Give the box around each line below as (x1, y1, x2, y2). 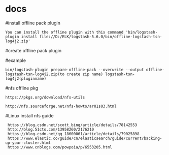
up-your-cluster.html (5, 140, 51, 145)
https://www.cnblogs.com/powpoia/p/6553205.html (7, 144, 113, 150)
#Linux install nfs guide (5, 112, 54, 118)
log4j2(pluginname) (5, 76, 47, 81)
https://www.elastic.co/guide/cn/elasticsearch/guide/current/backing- (7, 136, 162, 141)
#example (5, 57, 26, 64)
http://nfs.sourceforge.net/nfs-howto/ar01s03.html (5, 104, 117, 109)
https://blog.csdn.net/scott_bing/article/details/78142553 (7, 122, 138, 128)
